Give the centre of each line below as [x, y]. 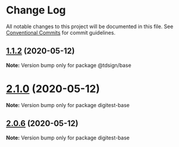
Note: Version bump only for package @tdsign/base [69, 65]
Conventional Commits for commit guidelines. [61, 32]
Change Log [36, 10]
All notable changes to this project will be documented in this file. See [90, 26]
